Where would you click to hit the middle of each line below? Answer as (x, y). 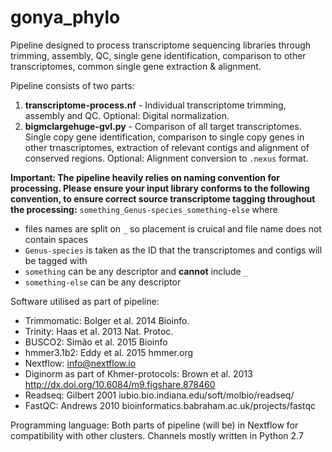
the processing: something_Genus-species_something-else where (144, 209)
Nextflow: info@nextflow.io (80, 363)
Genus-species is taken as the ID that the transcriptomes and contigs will (173, 250)
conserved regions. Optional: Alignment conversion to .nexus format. (166, 158)
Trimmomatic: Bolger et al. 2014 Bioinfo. (107, 320)
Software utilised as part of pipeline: (85, 301)
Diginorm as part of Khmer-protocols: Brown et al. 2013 (138, 373)
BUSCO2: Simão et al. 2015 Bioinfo (96, 342)
